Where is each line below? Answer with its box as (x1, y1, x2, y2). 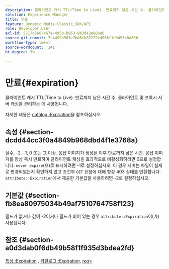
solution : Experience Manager (5, 12, 69, 17)
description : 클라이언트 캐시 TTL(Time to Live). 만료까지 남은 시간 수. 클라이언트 (5, 7, 165, 13)
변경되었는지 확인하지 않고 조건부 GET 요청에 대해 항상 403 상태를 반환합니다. (10, 169, 161, 175)
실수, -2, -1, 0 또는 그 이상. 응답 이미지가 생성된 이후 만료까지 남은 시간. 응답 (5, 150, 154, 156)
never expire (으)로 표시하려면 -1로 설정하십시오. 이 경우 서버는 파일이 (16, 162, 153, 168)
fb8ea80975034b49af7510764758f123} (5, 199, 135, 208)
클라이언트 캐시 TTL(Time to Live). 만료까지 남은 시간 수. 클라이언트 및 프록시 (5, 95, 157, 101)
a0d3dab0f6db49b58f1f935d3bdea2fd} (5, 244, 135, 252)
